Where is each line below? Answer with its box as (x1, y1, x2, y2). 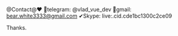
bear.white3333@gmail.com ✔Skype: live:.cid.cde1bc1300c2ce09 (6, 12, 172, 20)
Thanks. (6, 24, 27, 31)
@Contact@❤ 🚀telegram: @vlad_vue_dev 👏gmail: (6, 6, 132, 13)
